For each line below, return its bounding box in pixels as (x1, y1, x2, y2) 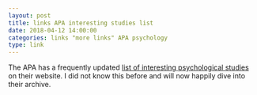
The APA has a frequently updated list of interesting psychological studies (8, 63, 249, 72)
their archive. (8, 80, 51, 89)
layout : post (8, 11, 51, 20)
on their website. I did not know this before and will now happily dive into (8, 71, 246, 81)
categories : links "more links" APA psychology (8, 33, 168, 42)
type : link (8, 41, 44, 49)
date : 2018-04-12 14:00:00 (8, 26, 97, 34)
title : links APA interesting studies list (8, 19, 154, 27)
